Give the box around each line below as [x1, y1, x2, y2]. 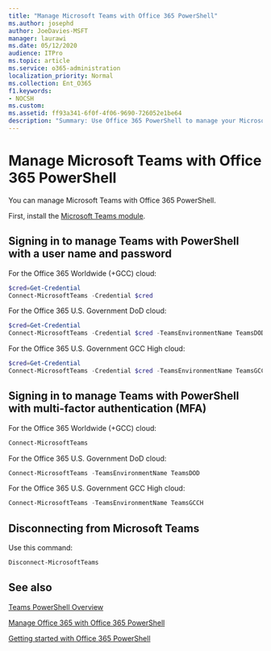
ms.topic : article [8, 57, 70, 65]
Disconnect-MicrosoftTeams [8, 558, 99, 567]
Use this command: [8, 543, 73, 553]
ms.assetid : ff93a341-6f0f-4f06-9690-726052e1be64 [8, 110, 182, 118]
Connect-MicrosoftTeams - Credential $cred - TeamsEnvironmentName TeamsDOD [8, 329, 265, 337]
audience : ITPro [8, 49, 63, 57]
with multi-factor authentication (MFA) [8, 402, 207, 415]
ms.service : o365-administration [8, 65, 121, 73]
